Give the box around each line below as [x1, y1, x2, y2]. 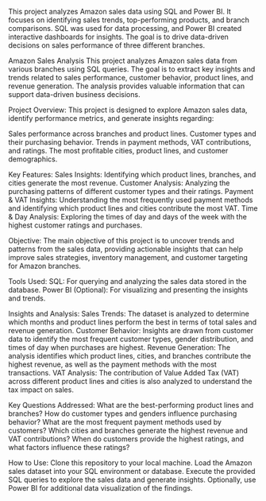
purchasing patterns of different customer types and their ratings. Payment [8, 187, 254, 196]
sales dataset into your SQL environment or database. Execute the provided [8, 467, 256, 476]
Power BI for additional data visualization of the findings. [8, 484, 193, 492]
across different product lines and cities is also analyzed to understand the [8, 377, 253, 386]
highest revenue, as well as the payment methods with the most [8, 359, 217, 369]
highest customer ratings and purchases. [8, 220, 143, 230]
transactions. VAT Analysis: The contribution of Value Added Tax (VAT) [8, 368, 240, 377]
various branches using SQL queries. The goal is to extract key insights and [8, 64, 256, 74]
